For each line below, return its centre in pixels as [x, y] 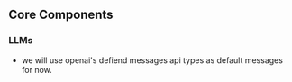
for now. [37, 69]
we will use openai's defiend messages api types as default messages [152, 60]
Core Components [61, 15]
